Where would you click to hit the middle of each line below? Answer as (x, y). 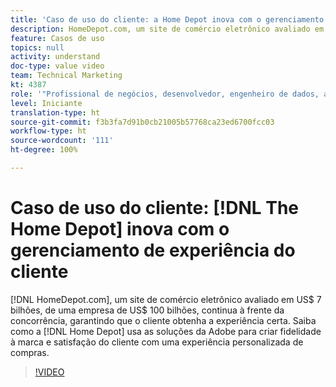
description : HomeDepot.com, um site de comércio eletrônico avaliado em (167, 29)
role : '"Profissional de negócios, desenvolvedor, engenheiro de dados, (165, 94)
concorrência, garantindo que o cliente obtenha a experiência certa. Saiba (163, 320)
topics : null (37, 47)
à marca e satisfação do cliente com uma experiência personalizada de (157, 342)
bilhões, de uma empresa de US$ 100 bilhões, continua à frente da (147, 310)
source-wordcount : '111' (62, 141)
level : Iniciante (46, 103)
